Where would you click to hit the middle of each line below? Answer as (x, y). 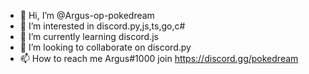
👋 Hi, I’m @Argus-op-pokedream (87, 15)
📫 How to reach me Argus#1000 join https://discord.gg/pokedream (159, 58)
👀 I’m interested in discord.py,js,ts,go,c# (102, 26)
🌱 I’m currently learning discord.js (89, 36)
